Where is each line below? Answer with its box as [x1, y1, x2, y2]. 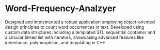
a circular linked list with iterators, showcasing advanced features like [5, 34, 144, 40]
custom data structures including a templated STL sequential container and [5, 29, 155, 35]
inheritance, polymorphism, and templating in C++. [5, 39, 107, 45]
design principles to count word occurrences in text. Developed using [5, 24, 144, 30]
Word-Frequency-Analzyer [5, 3, 116, 14]
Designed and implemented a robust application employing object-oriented [5, 19, 155, 25]
